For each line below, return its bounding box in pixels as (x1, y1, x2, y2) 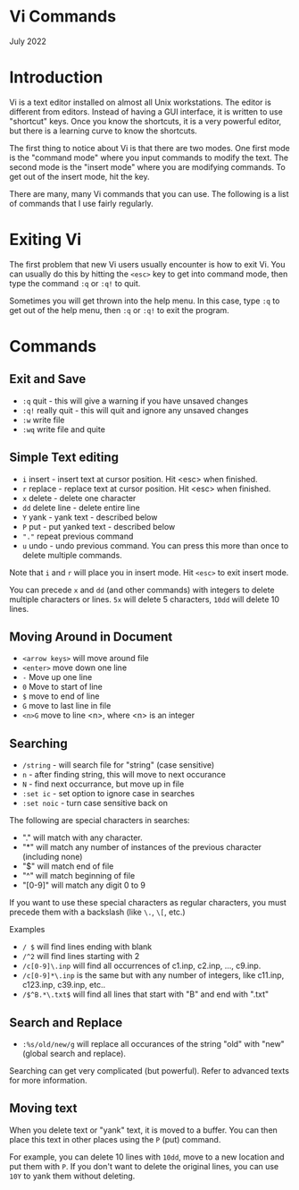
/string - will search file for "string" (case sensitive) (21, 760, 215, 770)
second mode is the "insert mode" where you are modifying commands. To (9, 161, 286, 172)
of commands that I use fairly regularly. (9, 198, 154, 208)
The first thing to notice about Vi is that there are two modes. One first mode (9, 142, 290, 153)
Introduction (9, 67, 104, 88)
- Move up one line (21, 672, 93, 683)
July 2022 (9, 36, 46, 47)
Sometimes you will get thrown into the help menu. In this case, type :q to (9, 295, 280, 306)
